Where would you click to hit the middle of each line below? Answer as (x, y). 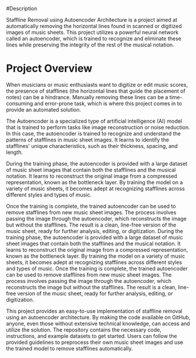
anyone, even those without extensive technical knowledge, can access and (98, 323)
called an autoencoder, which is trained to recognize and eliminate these (94, 38)
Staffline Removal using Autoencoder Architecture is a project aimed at (92, 20)
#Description (22, 9)
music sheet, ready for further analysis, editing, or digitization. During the (95, 231)
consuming (20, 103)
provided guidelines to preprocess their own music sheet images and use (95, 342)
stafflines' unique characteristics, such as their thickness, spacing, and (92, 146)
